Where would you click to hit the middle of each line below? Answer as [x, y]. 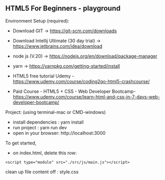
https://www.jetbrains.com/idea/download [58, 46]
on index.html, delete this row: [45, 153]
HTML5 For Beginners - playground [63, 8]
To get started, [21, 143]
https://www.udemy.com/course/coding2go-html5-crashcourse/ [81, 81]
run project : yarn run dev [40, 127]
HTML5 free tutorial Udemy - [43, 76]
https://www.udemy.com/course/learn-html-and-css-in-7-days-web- [86, 96]
